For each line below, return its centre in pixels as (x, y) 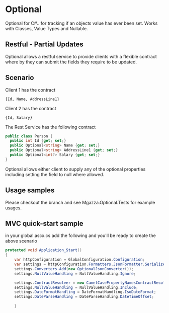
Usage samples (30, 190)
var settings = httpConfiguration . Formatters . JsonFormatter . (79, 264)
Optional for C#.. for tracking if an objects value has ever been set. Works (81, 23)
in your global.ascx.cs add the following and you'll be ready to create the (80, 236)
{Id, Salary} (19, 118)
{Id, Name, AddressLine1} (32, 99)
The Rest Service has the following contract (51, 127)
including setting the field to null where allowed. (55, 174)
